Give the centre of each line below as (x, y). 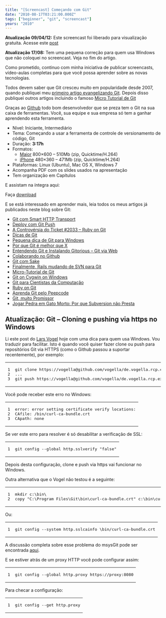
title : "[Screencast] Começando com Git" (48, 10)
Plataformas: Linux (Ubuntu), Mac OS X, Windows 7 (65, 165)
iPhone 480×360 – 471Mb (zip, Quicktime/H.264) (70, 160)
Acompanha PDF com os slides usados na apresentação (70, 170)
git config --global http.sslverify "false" (66, 449)
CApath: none (29, 419)
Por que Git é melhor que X (40, 246)
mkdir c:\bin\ (31, 494)
